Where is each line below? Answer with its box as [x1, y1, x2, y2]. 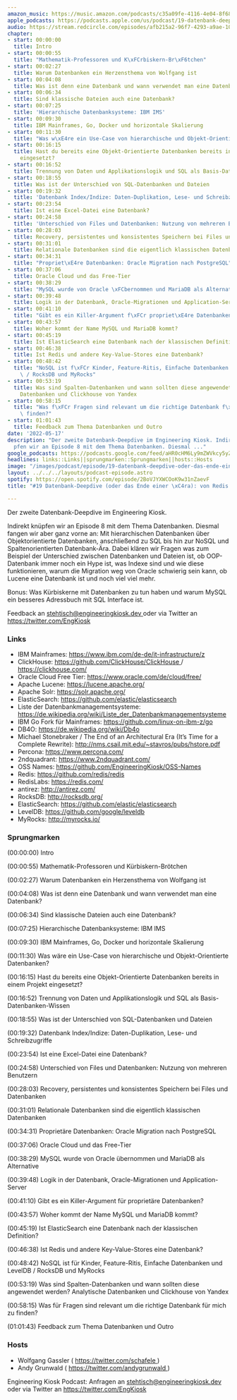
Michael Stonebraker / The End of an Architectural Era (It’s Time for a [17, 732, 219, 741]
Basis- [200, 994, 219, 1002]
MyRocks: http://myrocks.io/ [17, 815, 101, 823]
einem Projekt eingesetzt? [7, 980, 83, 989]
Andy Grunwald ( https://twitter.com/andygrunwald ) [17, 1363, 171, 1372]
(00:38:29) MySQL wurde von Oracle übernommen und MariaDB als [7, 1155, 205, 1163]
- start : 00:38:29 [7, 279, 61, 286]
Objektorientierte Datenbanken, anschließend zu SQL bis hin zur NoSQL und [7, 537, 229, 545]
